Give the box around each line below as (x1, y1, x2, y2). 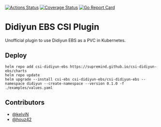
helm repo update (5, 72, 40, 77)
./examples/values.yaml (5, 85, 53, 90)
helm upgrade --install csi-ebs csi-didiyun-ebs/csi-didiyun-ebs (5, 77, 139, 82)
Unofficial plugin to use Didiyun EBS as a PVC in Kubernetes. (5, 37, 126, 43)
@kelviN (12, 111, 29, 117)
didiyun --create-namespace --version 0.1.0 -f (26, 81, 124, 86)
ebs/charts (5, 68, 27, 73)
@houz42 (12, 116, 32, 122)
